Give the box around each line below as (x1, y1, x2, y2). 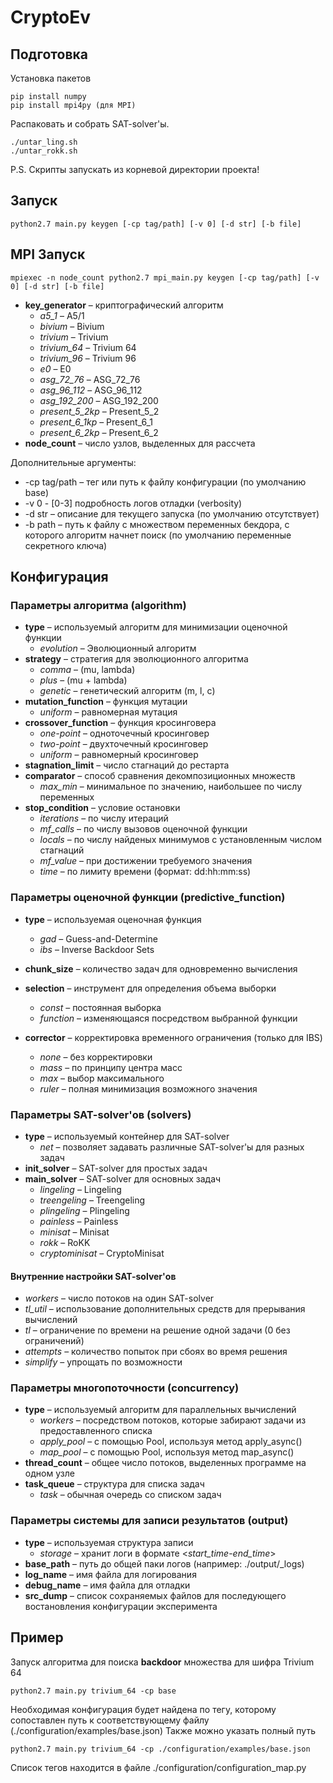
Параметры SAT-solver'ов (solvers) (10, 1107, 192, 1121)
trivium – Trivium (39, 331, 109, 343)
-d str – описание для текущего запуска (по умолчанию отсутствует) (24, 507, 320, 520)
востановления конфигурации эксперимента (24, 1600, 218, 1612)
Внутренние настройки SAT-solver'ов (10, 1270, 177, 1282)
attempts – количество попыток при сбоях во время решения (24, 1346, 288, 1358)
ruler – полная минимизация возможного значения (39, 1082, 258, 1095)
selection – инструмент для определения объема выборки (24, 982, 277, 994)
